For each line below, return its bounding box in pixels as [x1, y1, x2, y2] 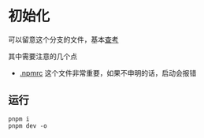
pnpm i [8, 115, 30, 123]
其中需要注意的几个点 [8, 51, 77, 61]
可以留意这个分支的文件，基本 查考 [8, 35, 119, 44]
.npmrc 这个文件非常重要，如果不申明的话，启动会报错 [19, 68, 197, 77]
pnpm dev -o [8, 121, 47, 130]
